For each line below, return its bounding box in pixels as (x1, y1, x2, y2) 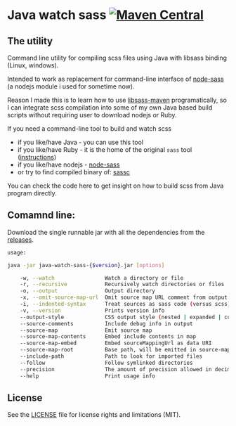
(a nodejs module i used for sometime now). (7, 82, 135, 91)
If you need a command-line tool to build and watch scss (7, 124, 172, 133)
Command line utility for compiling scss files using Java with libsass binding (7, 53, 227, 62)
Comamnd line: (7, 209, 76, 221)
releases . (7, 235, 34, 244)
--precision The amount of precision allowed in (20, 366, 212, 373)
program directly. (7, 189, 58, 197)
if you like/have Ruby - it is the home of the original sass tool (17, 146, 192, 154)
